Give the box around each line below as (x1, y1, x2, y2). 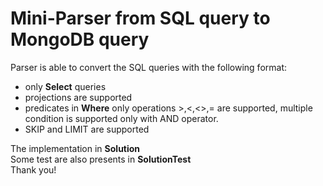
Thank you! (10, 163, 57, 176)
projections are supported (24, 91, 133, 103)
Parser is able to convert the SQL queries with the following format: (10, 61, 287, 73)
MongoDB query (10, 28, 150, 51)
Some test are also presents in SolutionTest (10, 153, 192, 165)
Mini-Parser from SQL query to (10, 7, 271, 30)
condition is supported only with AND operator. (24, 112, 219, 124)
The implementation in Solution (10, 142, 141, 154)
